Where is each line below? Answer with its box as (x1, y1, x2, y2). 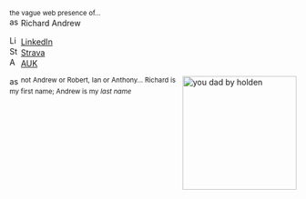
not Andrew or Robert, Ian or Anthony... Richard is (20, 75, 176, 85)
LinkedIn (20, 36, 53, 47)
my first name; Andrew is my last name (9, 86, 132, 95)
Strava (20, 47, 46, 58)
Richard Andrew (20, 18, 81, 28)
